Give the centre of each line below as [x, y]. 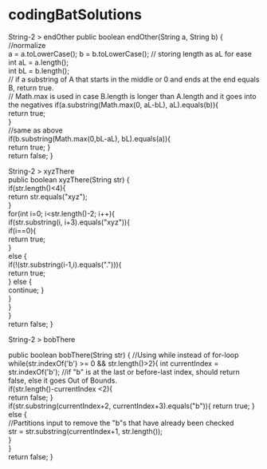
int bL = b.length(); [39, 70]
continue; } [26, 290]
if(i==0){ [22, 230]
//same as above [36, 130]
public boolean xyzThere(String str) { [69, 179]
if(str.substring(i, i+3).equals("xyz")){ [69, 222]
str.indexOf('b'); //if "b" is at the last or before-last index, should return [124, 372]
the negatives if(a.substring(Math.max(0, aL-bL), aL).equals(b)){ [114, 105]
